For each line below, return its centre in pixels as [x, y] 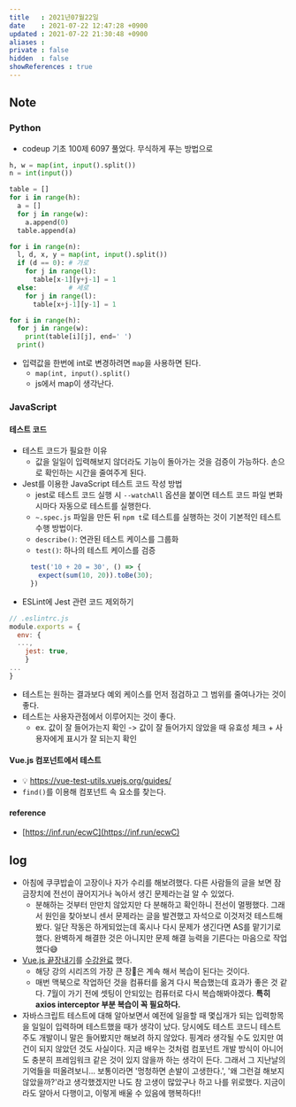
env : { [29, 635]
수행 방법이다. [59, 528]
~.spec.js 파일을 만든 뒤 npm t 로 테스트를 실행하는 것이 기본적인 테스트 [158, 517]
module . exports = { [45, 627]
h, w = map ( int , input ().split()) [73, 165]
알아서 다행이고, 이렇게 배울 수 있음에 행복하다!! [120, 1093]
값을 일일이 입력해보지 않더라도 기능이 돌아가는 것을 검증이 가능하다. [152, 462]
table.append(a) [47, 230]
